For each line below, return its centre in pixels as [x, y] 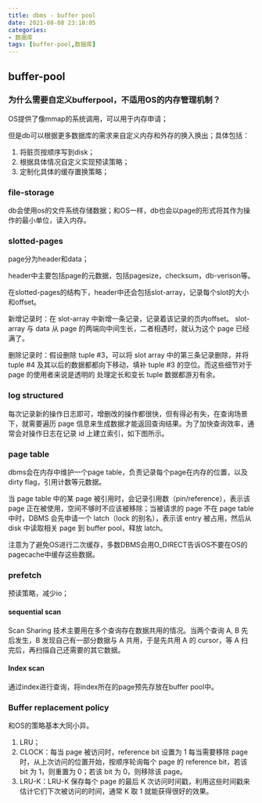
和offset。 [25, 302]
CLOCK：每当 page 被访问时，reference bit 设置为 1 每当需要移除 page [134, 752]
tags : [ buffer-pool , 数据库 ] [52, 45]
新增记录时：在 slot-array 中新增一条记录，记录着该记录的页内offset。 [120, 319]
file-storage [31, 192]
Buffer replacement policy [59, 707]
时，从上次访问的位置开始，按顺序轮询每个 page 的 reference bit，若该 [133, 762]
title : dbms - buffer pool [52, 15]
